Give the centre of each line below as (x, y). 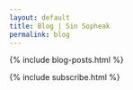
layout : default (40, 18)
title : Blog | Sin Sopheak (60, 26)
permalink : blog (40, 34)
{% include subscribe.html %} (65, 77)
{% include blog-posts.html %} (66, 60)
